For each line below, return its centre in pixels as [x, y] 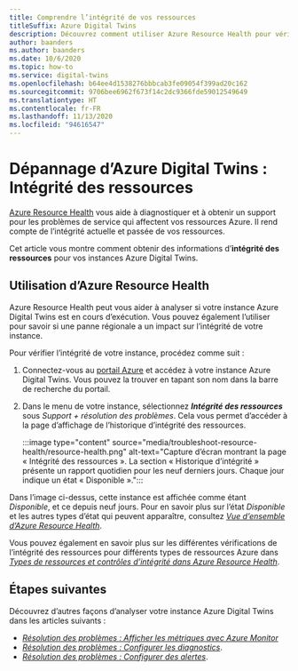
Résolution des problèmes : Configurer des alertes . [115, 656]
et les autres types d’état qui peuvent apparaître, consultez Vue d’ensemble [147, 515]
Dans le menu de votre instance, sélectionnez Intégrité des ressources [153, 406]
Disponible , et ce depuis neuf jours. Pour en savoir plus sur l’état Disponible [147, 507]
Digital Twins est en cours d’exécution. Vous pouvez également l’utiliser [140, 316]
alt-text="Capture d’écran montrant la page [207, 451]
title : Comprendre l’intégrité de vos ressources [103, 17]
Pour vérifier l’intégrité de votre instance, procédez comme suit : [127, 353]
